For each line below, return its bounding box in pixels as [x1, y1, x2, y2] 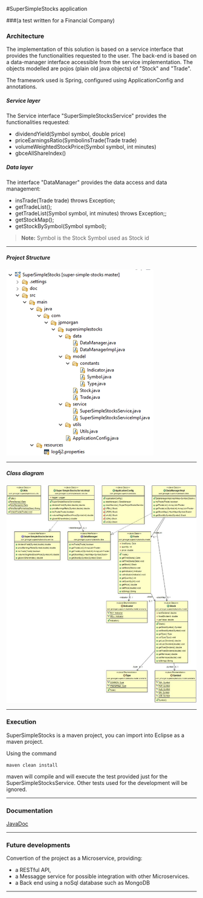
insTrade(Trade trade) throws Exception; [14, 197, 116, 205]
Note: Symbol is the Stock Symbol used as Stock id [21, 234, 149, 241]
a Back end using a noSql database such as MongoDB [14, 879, 150, 887]
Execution [6, 718, 37, 726]
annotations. [6, 83, 37, 90]
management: [6, 185, 41, 192]
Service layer [6, 97, 40, 104]
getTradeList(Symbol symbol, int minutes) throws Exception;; [14, 210, 167, 217]
